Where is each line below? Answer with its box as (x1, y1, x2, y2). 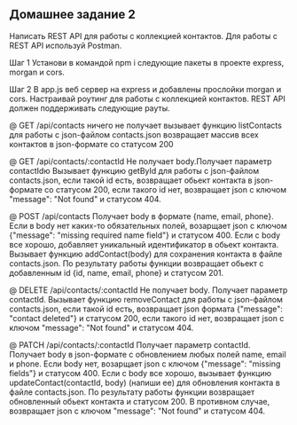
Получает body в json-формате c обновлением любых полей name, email (9, 349, 286, 359)
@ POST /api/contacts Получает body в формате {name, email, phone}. (9, 210, 275, 221)
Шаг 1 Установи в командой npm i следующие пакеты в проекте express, (9, 57, 285, 67)
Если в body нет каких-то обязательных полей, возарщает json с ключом (9, 220, 288, 231)
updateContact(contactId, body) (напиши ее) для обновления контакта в (9, 377, 281, 388)
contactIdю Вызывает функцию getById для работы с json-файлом (9, 165, 260, 176)
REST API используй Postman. (9, 40, 122, 51)
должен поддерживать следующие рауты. (9, 102, 170, 114)
